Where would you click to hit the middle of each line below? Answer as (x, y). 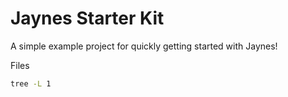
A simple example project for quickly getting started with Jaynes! (144, 46)
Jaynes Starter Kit (87, 18)
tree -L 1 (31, 83)
